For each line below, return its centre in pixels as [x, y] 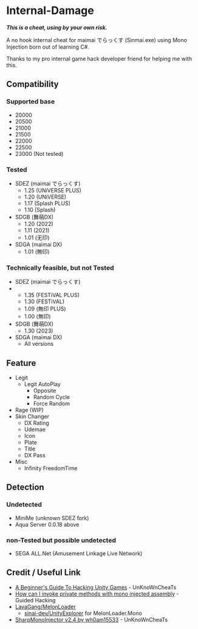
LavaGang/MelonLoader [45, 606]
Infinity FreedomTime [51, 468]
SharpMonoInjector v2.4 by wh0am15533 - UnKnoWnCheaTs [91, 619]
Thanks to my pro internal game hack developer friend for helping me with [99, 58]
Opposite [45, 391]
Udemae [35, 429]
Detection [25, 487]
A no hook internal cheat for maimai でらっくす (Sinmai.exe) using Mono [97, 40]
